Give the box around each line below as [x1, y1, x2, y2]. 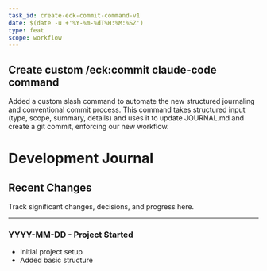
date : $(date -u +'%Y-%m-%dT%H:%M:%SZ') [8, 19, 145, 27]
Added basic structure [19, 255, 94, 265]
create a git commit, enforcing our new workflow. [8, 122, 169, 132]
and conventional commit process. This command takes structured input [8, 105, 246, 115]
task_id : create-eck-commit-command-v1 [8, 11, 141, 20]
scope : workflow [8, 33, 62, 42]
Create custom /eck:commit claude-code [8, 63, 217, 76]
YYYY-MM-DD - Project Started [8, 229, 133, 240]
